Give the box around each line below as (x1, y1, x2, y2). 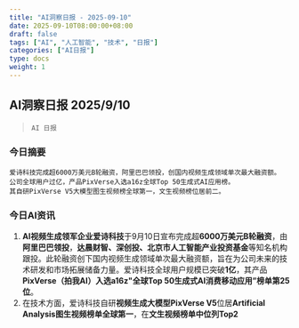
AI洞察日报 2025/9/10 (9, 98, 131, 113)
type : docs (9, 54, 50, 63)
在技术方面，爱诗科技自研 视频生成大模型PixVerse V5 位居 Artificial (21, 298, 265, 308)
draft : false (9, 29, 58, 38)
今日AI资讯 (9, 209, 56, 221)
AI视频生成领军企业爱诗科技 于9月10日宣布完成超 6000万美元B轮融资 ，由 (21, 231, 288, 242)
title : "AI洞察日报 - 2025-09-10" (9, 12, 132, 22)
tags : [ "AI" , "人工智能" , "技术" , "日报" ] (9, 37, 158, 47)
